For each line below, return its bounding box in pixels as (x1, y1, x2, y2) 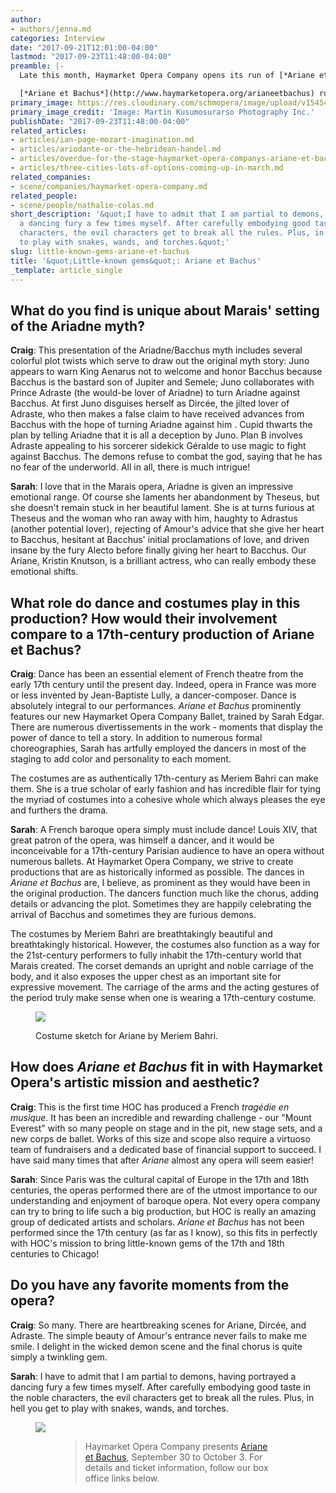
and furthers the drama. (10, 804, 109, 816)
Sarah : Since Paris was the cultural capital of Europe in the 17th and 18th (10, 1173, 310, 1185)
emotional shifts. (10, 566, 79, 578)
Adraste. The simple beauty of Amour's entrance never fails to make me (10, 1329, 307, 1341)
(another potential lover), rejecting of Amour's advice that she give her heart (10, 523, 325, 535)
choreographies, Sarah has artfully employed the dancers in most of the (10, 742, 307, 754)
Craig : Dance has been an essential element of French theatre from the (10, 668, 304, 680)
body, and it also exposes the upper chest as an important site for (10, 971, 282, 982)
